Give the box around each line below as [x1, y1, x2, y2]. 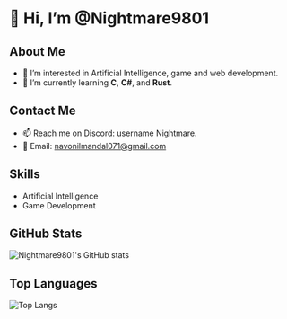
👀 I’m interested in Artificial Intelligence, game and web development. [22, 67, 279, 78]
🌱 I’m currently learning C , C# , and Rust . [22, 77, 173, 88]
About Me [9, 44, 65, 59]
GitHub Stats [9, 226, 83, 242]
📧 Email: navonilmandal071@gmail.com [22, 140, 167, 151]
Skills [9, 166, 40, 182]
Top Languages [9, 276, 98, 291]
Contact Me [9, 103, 76, 119]
